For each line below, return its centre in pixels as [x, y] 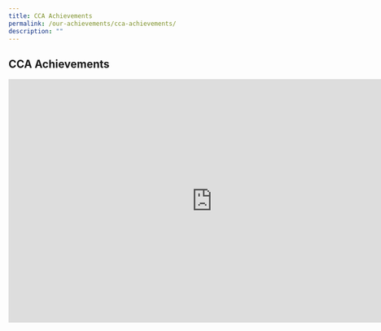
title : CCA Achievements [50, 16]
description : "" [36, 31]
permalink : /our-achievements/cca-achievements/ [92, 24]
